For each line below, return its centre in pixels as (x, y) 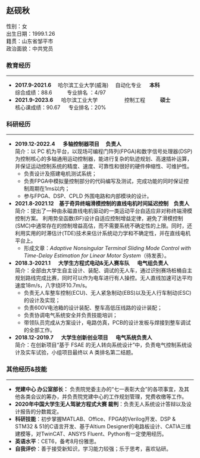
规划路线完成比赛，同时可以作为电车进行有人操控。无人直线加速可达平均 (103, 278)
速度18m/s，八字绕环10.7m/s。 (52, 285)
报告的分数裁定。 (41, 411)
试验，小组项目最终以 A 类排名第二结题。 (86, 353)
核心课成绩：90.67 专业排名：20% (60, 108)
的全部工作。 (39, 330)
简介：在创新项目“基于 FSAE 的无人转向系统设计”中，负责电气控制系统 (101, 345)
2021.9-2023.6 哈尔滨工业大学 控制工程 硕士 (93, 100)
